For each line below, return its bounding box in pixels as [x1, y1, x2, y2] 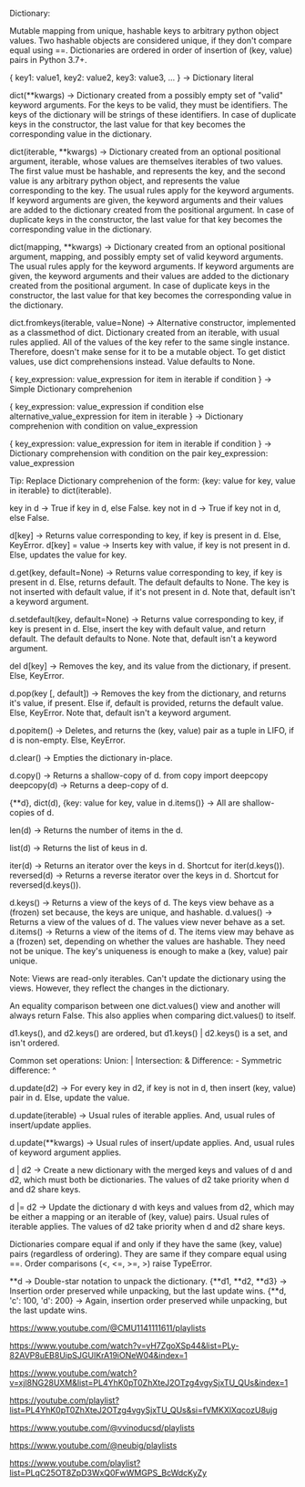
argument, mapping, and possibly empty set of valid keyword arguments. [9, 251, 284, 262]
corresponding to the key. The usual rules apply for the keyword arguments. [9, 185, 294, 195]
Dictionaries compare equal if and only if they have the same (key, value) [9, 1239, 283, 1249]
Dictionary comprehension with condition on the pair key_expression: [9, 448, 269, 459]
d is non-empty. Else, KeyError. [9, 734, 126, 745]
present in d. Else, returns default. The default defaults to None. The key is [9, 577, 290, 588]
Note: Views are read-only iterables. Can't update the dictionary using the [9, 973, 287, 983]
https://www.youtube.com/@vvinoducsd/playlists [9, 1422, 196, 1433]
